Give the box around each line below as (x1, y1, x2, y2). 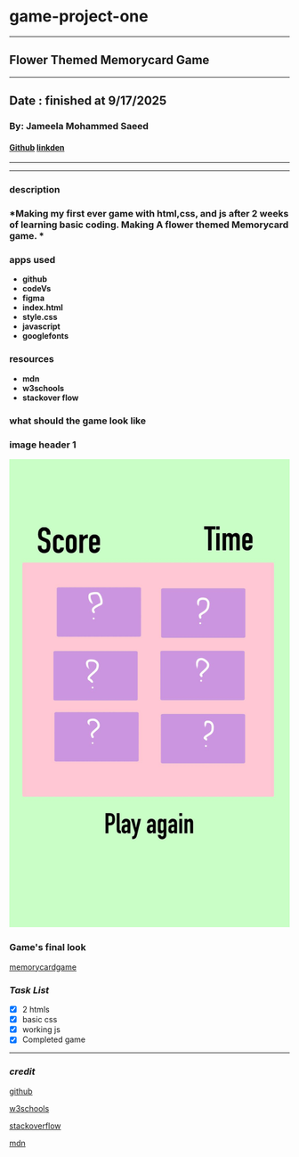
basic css (21, 1014, 58, 1025)
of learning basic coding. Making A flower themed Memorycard (9, 218, 289, 231)
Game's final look (9, 941, 86, 954)
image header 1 (9, 439, 77, 451)
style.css (21, 312, 58, 323)
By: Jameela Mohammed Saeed (9, 120, 149, 133)
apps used (9, 254, 56, 267)
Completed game (21, 1034, 86, 1045)
